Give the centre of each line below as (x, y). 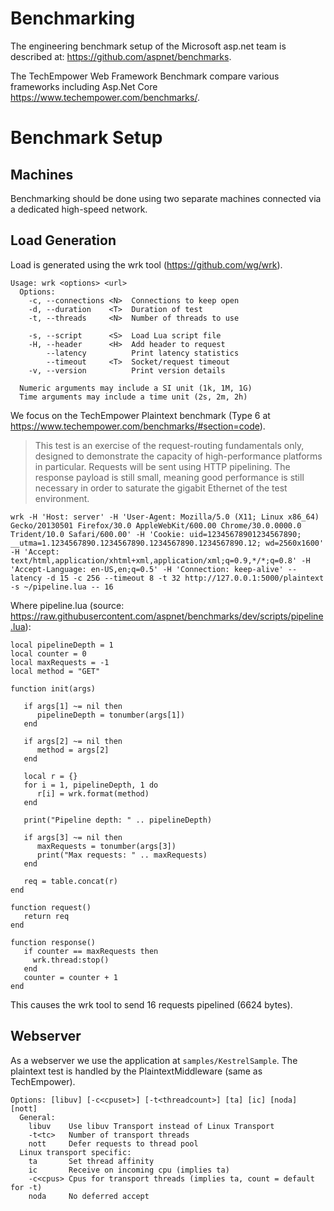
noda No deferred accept (89, 1196)
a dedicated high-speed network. (79, 209)
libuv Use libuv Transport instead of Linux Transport (151, 1126)
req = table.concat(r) (70, 881)
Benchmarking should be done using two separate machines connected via (166, 198)
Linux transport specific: (75, 1152)
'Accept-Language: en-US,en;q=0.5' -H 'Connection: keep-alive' (147, 569)
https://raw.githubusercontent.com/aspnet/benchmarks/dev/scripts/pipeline (167, 616)
